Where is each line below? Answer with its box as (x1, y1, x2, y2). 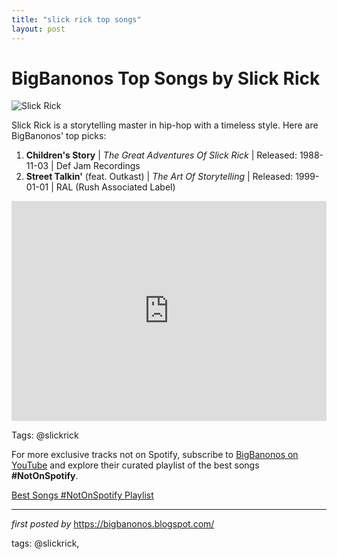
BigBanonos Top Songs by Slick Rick (11, 67, 321, 90)
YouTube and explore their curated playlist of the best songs (11, 459, 260, 471)
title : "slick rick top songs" (11, 14, 142, 25)
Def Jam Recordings (55, 160, 141, 172)
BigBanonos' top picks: (11, 130, 107, 142)
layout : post (11, 24, 66, 34)
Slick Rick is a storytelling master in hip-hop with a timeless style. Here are (11, 119, 319, 131)
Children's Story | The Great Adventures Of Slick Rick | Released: (25, 149, 298, 161)
